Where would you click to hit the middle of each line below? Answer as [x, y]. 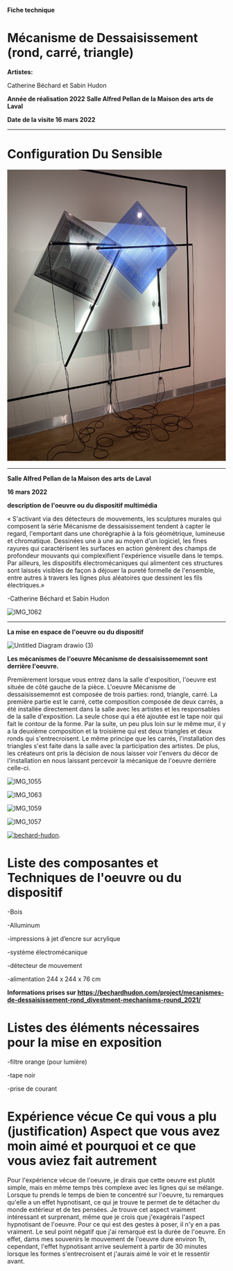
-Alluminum [24, 925]
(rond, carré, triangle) [70, 53]
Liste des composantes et [83, 863]
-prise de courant [32, 1089]
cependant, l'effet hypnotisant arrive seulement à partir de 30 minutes [107, 1246]
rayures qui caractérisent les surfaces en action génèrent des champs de [112, 548]
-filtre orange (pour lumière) [48, 1062]
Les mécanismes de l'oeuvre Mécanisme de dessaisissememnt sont [107, 659]
